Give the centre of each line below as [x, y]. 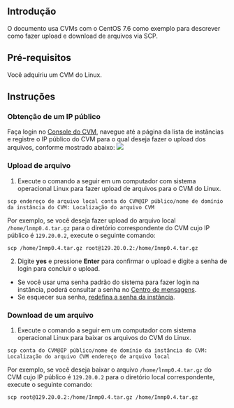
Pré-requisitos [39, 58]
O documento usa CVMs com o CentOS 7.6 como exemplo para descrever [114, 28]
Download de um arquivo [51, 315]
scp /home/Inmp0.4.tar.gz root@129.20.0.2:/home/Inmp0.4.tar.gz [103, 248]
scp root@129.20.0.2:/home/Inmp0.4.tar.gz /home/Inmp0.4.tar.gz [103, 397]
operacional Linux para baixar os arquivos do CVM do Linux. [104, 337]
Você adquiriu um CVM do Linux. [55, 75]
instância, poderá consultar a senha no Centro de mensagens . [107, 289]
